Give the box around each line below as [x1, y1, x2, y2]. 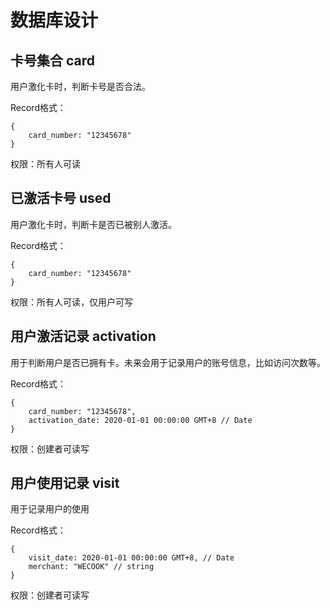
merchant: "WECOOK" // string [28, 562, 155, 572]
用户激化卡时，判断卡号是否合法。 [10, 81, 151, 92]
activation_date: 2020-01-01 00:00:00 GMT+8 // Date [28, 415, 253, 425]
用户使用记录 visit [10, 475, 120, 492]
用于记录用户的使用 [10, 503, 90, 515]
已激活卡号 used [10, 190, 112, 207]
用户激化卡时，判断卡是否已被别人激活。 [10, 218, 177, 230]
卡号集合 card [10, 52, 96, 69]
